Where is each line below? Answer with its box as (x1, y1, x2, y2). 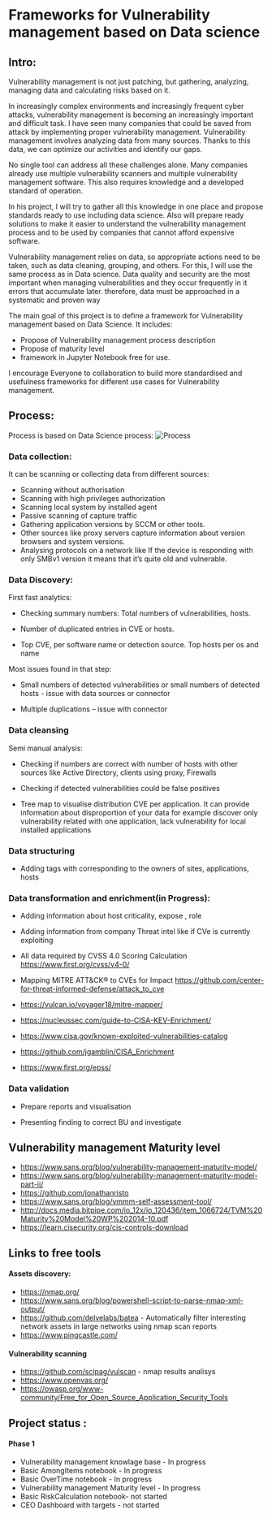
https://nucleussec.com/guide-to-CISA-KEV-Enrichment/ (19, 1015, 211, 1025)
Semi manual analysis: (8, 743, 84, 753)
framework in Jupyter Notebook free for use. (19, 352, 171, 362)
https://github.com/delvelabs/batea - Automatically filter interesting (19, 1313, 246, 1322)
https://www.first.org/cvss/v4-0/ (19, 960, 130, 970)
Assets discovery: (8, 1269, 71, 1278)
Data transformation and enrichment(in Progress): (8, 892, 211, 903)
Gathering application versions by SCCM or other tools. (19, 520, 205, 530)
